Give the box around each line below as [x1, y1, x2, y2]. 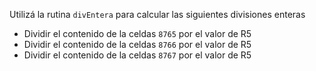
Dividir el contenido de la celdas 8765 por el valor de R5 [23, 28, 252, 39]
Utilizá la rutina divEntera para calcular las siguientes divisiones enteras [9, 9, 306, 20]
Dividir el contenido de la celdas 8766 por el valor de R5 [23, 39, 252, 50]
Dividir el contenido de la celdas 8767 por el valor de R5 [23, 49, 252, 61]
